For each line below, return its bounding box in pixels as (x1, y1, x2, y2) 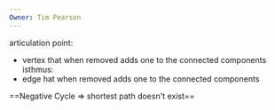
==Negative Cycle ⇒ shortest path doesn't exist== (9, 90, 195, 101)
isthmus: (21, 64, 54, 75)
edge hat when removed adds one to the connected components (21, 73, 260, 84)
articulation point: (9, 37, 74, 48)
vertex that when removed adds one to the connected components (21, 54, 267, 65)
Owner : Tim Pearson (9, 12, 82, 22)
